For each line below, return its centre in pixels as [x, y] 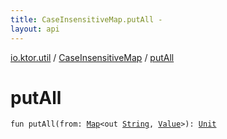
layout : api [35, 29]
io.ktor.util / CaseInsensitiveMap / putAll [92, 57]
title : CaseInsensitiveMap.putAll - [86, 19]
